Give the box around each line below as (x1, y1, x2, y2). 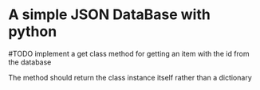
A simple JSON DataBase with (8, 6, 211, 24)
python (8, 22, 57, 41)
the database (8, 57, 52, 67)
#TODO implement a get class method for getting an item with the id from (8, 49, 250, 58)
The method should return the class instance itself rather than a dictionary (8, 72, 253, 82)
